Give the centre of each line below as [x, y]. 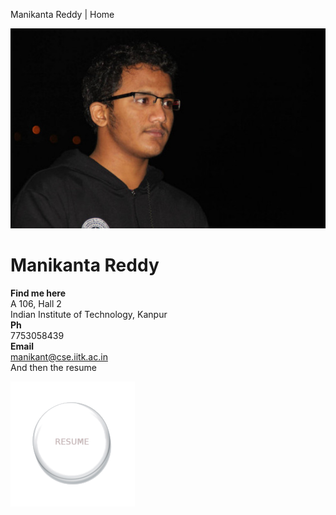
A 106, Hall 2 [36, 303]
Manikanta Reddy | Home [62, 14]
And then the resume [53, 367]
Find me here [38, 293]
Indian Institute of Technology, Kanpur [89, 314]
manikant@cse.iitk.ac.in [59, 356]
